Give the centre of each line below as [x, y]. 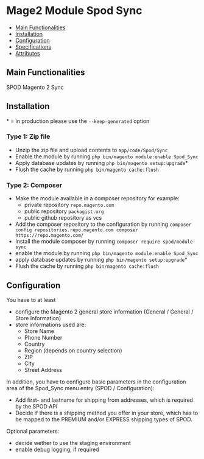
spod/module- [179, 242]
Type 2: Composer [34, 185]
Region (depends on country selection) [73, 350]
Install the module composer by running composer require [87, 242]
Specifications [33, 47]
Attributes [27, 53]
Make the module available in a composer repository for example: [97, 198]
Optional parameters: [33, 431]
